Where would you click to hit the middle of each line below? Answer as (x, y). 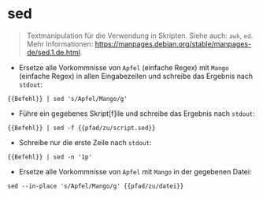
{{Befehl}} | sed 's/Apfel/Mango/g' (67, 99)
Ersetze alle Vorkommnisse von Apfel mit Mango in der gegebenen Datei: (135, 171)
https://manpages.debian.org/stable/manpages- (173, 43)
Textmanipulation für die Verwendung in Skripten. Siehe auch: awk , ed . (140, 35)
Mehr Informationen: (60, 43)
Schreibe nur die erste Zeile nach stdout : (85, 142)
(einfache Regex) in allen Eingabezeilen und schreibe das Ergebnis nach (136, 76)
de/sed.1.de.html (53, 52)
